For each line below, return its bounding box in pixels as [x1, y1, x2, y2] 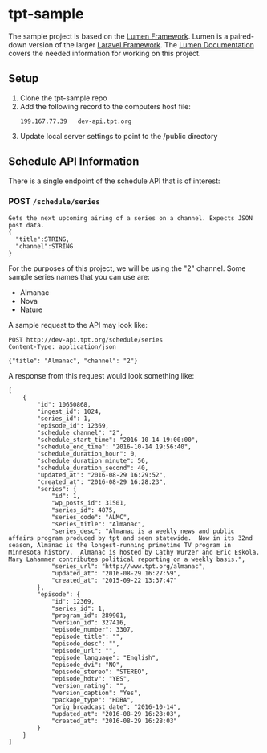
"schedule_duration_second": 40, [37, 464, 149, 472]
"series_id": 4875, [51, 505, 116, 514]
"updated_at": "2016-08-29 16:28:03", [51, 710, 181, 718]
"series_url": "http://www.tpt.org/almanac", [51, 562, 206, 571]
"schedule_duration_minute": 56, [37, 456, 149, 464]
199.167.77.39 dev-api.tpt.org [19, 117, 132, 125]
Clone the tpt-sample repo [19, 93, 107, 103]
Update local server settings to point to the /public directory [19, 131, 218, 141]
